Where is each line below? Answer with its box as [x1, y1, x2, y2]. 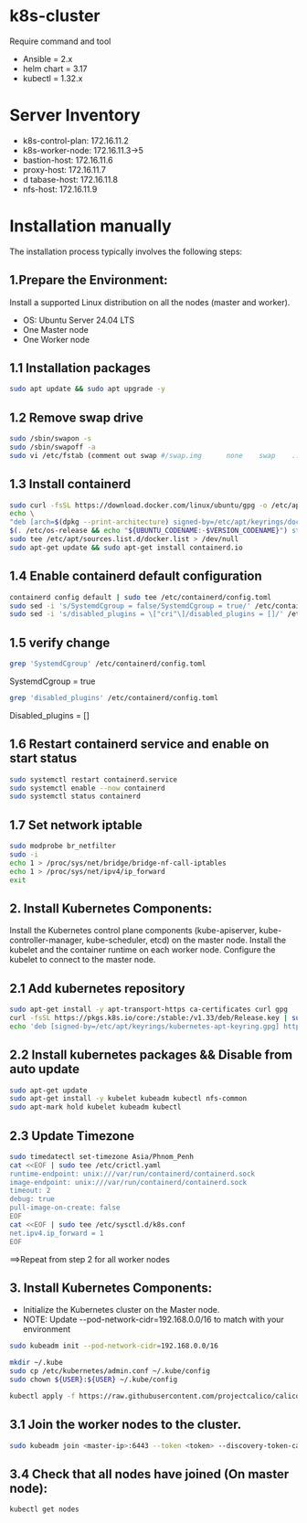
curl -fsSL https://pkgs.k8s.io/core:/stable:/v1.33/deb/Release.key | [9, 1013, 288, 1022]
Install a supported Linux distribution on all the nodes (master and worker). [9, 296, 291, 307]
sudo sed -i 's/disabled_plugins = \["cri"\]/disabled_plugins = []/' [9, 610, 284, 619]
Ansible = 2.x [22, 53, 73, 64]
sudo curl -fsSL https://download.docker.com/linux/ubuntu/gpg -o [9, 500, 268, 510]
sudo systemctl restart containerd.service [9, 774, 178, 784]
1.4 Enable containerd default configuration [9, 569, 262, 584]
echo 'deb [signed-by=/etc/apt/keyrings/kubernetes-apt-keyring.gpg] [9, 1021, 281, 1031]
